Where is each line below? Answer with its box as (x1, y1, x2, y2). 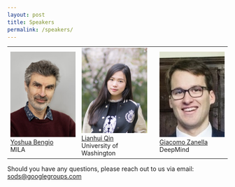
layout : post (7, 11, 45, 18)
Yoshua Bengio (10, 137, 54, 146)
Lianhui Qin (81, 134, 114, 143)
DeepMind (159, 145, 190, 153)
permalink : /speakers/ (7, 26, 73, 33)
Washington (81, 149, 116, 158)
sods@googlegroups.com (7, 172, 82, 180)
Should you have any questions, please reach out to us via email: (7, 165, 194, 173)
